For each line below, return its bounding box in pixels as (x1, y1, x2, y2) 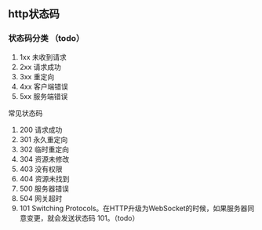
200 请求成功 (19, 125, 63, 134)
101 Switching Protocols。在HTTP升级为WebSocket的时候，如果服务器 (19, 203, 248, 213)
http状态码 (8, 7, 60, 21)
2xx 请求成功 (19, 62, 61, 71)
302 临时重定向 (19, 144, 69, 154)
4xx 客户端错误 (19, 82, 69, 91)
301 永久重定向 (19, 134, 68, 144)
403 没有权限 (19, 164, 63, 173)
